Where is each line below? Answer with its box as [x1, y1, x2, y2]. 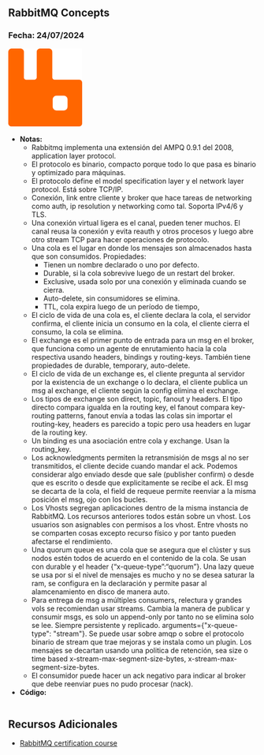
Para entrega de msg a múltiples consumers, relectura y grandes [31, 596, 243, 605]
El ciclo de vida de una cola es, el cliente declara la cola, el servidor [31, 311, 251, 320]
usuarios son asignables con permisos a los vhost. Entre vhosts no [31, 520, 248, 529]
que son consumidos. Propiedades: [31, 252, 147, 261]
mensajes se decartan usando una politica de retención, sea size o [31, 646, 248, 656]
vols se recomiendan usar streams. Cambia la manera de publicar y [31, 604, 251, 614]
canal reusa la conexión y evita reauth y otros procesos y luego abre [31, 226, 254, 236]
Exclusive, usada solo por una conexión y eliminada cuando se [43, 277, 247, 286]
